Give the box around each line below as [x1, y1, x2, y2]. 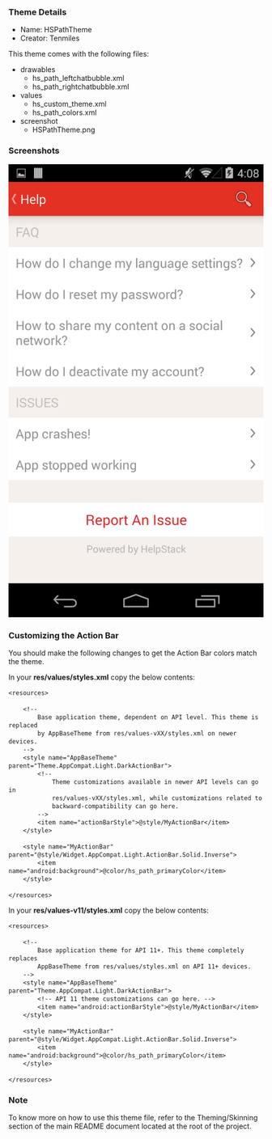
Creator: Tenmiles [19, 33, 80, 43]
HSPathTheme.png [32, 125, 96, 135]
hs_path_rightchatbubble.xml [32, 82, 130, 91]
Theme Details [8, 6, 67, 18]
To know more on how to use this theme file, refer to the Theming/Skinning [8, 1113, 258, 1123]
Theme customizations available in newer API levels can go [51, 777, 259, 786]
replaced [8, 721, 38, 730]
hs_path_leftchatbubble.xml [32, 74, 125, 83]
